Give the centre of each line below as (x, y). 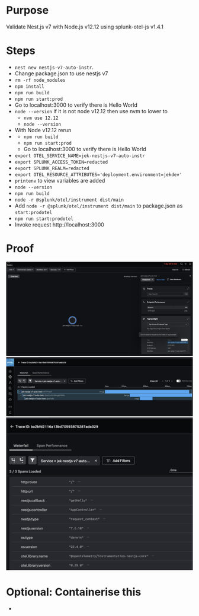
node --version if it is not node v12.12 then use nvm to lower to (91, 111)
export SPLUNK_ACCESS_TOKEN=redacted (61, 162)
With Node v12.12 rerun (43, 130)
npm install (29, 87)
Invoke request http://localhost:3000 (60, 224)
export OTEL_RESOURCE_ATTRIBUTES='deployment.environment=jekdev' (98, 175)
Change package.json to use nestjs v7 (61, 73)
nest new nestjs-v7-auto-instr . (54, 67)
